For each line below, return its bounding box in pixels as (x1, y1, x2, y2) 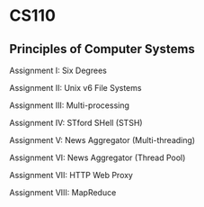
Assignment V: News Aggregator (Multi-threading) (9, 135, 196, 145)
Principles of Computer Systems (9, 41, 195, 57)
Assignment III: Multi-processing (9, 100, 130, 111)
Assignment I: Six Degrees (9, 65, 108, 76)
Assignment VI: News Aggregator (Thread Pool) (9, 152, 186, 163)
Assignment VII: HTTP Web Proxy (9, 170, 133, 180)
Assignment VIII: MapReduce (9, 187, 117, 198)
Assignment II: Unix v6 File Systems (9, 83, 142, 93)
